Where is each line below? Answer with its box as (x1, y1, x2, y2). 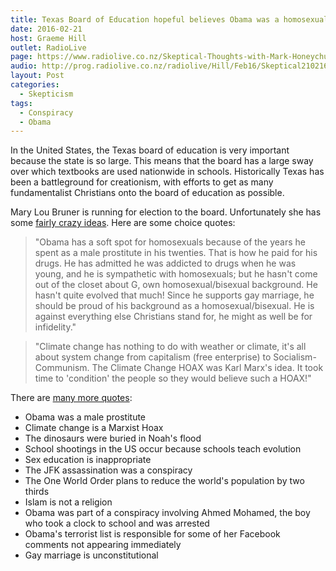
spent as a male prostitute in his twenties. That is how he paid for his (34, 247, 318, 259)
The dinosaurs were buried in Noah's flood (24, 432, 202, 445)
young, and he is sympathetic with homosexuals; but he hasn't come (34, 268, 318, 280)
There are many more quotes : (10, 392, 133, 404)
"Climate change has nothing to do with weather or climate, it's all (34, 341, 307, 353)
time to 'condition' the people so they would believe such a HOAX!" (34, 372, 312, 385)
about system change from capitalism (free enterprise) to (34, 351, 272, 363)
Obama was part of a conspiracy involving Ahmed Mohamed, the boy (24, 507, 311, 519)
